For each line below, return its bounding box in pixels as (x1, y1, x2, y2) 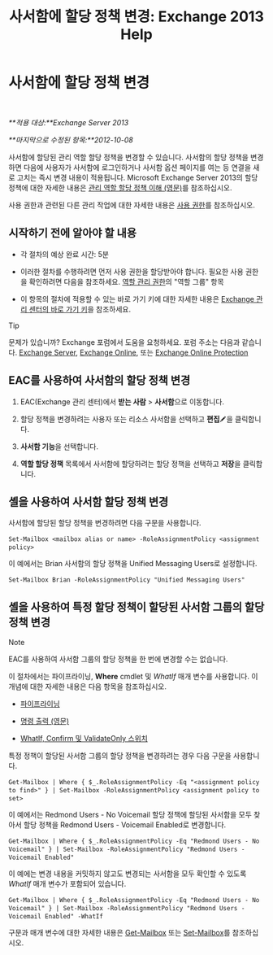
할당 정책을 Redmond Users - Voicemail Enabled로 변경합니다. (23, 820, 227, 830)
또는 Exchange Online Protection (140, 347, 249, 357)
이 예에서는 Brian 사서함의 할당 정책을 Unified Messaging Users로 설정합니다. (8, 559, 258, 569)
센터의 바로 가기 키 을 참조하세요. (28, 304, 132, 314)
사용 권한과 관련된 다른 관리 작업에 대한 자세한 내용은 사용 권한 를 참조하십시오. (8, 200, 256, 210)
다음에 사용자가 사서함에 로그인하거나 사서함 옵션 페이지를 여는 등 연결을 (23, 162, 252, 172)
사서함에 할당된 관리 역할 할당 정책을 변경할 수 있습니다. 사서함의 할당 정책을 (8, 152, 249, 162)
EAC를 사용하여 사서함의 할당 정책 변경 (8, 373, 191, 387)
